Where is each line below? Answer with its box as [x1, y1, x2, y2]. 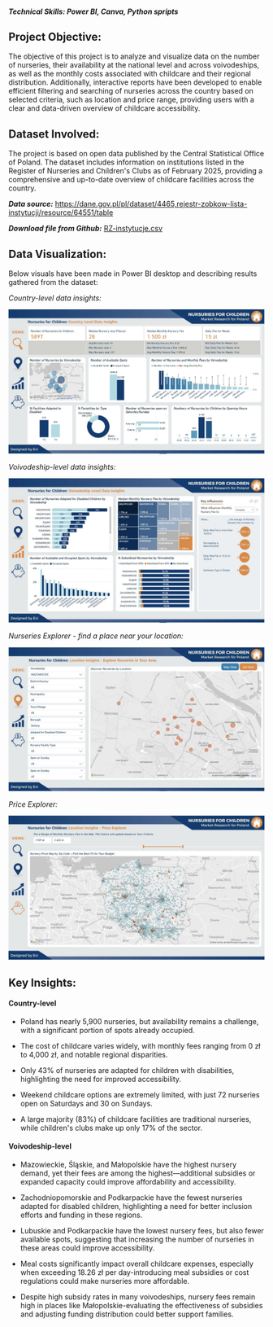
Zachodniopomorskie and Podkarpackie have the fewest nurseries [19, 1193, 243, 1202]
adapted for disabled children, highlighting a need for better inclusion [19, 1202, 253, 1211]
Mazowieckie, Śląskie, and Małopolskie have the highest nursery [19, 1160, 237, 1170]
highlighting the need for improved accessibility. [19, 1074, 181, 1084]
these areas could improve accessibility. [19, 1243, 155, 1253]
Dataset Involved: [8, 127, 100, 141]
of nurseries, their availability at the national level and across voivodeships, [8, 60, 260, 70]
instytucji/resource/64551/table [8, 208, 114, 217]
